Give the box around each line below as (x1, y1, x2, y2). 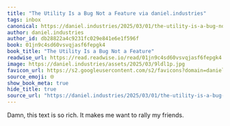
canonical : (7, 22, 38, 29)
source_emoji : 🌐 (7, 73, 55, 80)
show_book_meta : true (7, 80, 69, 86)
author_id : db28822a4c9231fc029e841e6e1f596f (7, 35, 139, 42)
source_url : (7, 93, 41, 99)
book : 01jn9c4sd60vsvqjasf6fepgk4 (7, 42, 106, 48)
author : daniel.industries (7, 29, 84, 36)
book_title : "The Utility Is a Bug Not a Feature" (7, 48, 155, 55)
